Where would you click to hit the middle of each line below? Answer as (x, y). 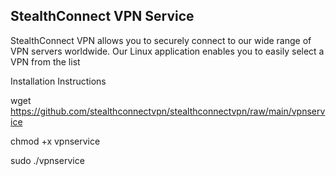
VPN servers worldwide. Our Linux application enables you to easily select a (167, 51)
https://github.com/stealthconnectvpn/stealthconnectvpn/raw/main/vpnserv (168, 111)
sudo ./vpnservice (47, 160)
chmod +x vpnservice (55, 141)
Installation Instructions (58, 81)
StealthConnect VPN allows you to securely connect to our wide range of (161, 40)
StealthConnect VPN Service (102, 16)
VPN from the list (45, 61)
